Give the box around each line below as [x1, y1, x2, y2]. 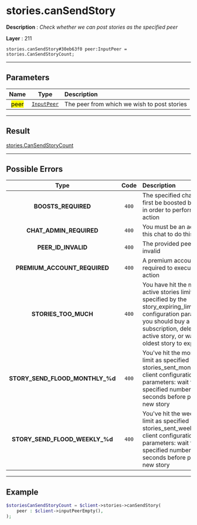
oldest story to [142, 339, 182, 347]
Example [6, 487, 39, 497]
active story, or [142, 332, 184, 340]
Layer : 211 [6, 35, 32, 42]
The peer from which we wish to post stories [64, 100, 188, 108]
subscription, [142, 325, 179, 333]
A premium [142, 257, 173, 265]
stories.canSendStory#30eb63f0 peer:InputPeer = [6, 46, 127, 52]
